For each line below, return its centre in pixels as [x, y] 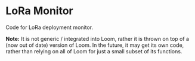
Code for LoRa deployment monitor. [49, 27]
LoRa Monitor [39, 11]
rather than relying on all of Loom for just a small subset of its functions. [94, 51]
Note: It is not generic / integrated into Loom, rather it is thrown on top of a [97, 38]
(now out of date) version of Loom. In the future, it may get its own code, [95, 45]
